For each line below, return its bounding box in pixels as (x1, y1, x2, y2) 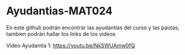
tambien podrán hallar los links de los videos (6, 30, 116, 37)
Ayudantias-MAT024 (6, 4, 113, 18)
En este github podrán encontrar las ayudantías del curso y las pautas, (6, 24, 180, 31)
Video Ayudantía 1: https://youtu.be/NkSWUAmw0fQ (6, 42, 135, 49)
